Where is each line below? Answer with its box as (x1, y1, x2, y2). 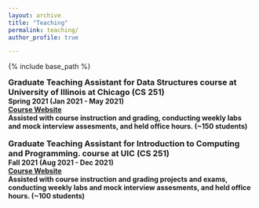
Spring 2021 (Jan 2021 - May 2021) (8, 97, 124, 106)
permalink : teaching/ (8, 26, 79, 34)
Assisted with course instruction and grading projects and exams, (8, 174, 228, 184)
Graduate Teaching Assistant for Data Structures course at (8, 77, 237, 88)
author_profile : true (8, 33, 79, 42)
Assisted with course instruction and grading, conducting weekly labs (8, 113, 242, 122)
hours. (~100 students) (8, 192, 85, 201)
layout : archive (8, 11, 61, 20)
